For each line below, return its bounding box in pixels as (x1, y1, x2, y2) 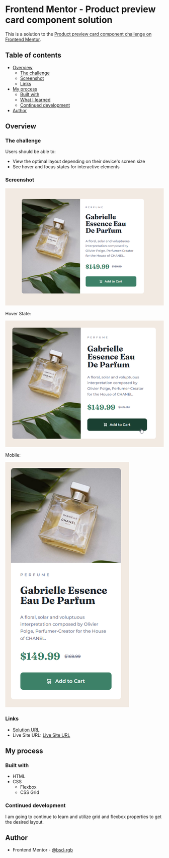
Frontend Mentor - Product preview (5, 4, 156, 15)
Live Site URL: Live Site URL (12, 732, 70, 738)
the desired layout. (5, 819, 44, 825)
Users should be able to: (5, 149, 56, 155)
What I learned (20, 97, 51, 103)
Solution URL (12, 727, 40, 733)
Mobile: (5, 452, 21, 458)
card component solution (5, 14, 113, 26)
